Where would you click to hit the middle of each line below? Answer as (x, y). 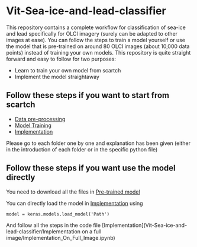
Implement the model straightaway (57, 77)
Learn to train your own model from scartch (68, 70)
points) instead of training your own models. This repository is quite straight (98, 52)
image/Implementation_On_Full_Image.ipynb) (61, 237)
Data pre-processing (40, 119)
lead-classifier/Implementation (43, 231)
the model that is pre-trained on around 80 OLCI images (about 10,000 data (98, 46)
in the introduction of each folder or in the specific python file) (82, 149)
